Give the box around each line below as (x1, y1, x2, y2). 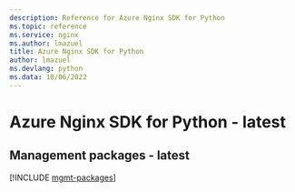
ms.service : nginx (9, 30, 79, 39)
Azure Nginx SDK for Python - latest (9, 111, 287, 132)
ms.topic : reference (9, 22, 88, 31)
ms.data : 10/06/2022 (9, 73, 88, 82)
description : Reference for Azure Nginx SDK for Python (9, 13, 225, 23)
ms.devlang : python (9, 65, 84, 74)
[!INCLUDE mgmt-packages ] (9, 172, 116, 183)
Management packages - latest (9, 147, 191, 164)
